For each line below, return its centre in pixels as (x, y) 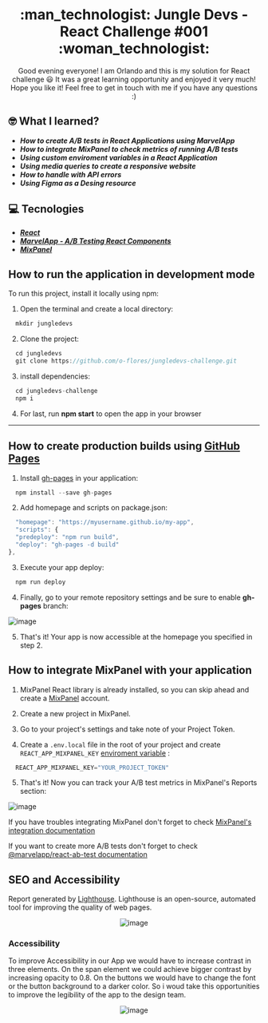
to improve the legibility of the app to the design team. (97, 995)
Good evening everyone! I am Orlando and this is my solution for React (134, 70)
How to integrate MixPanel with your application (130, 670)
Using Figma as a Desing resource (78, 183)
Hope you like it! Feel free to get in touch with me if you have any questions (134, 87)
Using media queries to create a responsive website (108, 166)
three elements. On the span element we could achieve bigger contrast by (130, 969)
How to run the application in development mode (132, 274)
